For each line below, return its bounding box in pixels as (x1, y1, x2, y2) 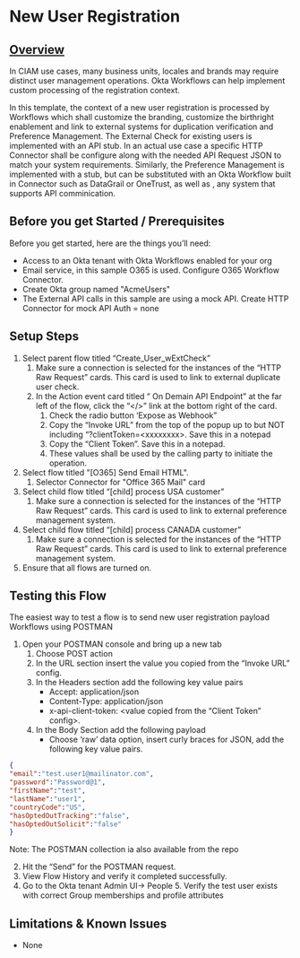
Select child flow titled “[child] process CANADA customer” (21, 524, 242, 535)
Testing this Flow (9, 588, 107, 604)
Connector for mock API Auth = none (21, 302, 159, 313)
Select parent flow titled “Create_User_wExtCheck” (21, 353, 210, 363)
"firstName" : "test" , (9, 787, 87, 796)
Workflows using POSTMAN (9, 622, 114, 632)
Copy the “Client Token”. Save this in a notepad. (48, 438, 226, 449)
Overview (9, 42, 65, 57)
